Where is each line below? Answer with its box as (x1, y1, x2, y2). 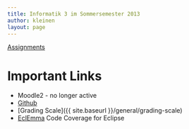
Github (17, 99, 37, 107)
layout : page (7, 23, 46, 30)
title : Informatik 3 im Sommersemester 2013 (7, 10, 140, 18)
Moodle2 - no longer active (17, 91, 97, 100)
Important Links (7, 68, 102, 84)
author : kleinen (7, 17, 55, 24)
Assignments (7, 43, 46, 52)
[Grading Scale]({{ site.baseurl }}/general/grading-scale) (17, 106, 183, 115)
